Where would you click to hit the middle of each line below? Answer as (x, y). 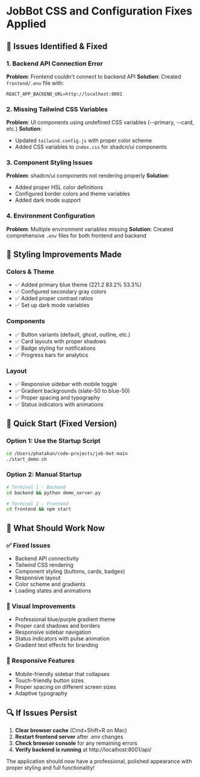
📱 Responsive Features (41, 661)
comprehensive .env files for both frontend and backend (76, 235)
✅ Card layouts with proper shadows (61, 341)
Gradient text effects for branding (56, 645)
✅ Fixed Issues (28, 545)
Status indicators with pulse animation (62, 639)
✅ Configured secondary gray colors (61, 292)
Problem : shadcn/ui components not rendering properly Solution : (88, 176)
